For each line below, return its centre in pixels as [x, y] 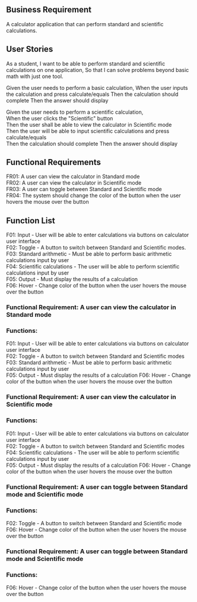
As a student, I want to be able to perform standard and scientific [86, 63]
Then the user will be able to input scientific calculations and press [88, 131]
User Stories [30, 49]
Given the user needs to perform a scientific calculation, [75, 112]
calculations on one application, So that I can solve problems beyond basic [98, 70]
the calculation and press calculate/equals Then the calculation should [93, 94]
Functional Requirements [53, 162]
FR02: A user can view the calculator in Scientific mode [74, 183]
